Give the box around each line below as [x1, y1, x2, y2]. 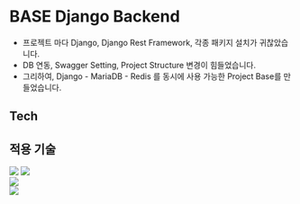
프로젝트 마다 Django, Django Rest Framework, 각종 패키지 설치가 [22, 37, 258, 48]
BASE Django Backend [9, 6, 180, 27]
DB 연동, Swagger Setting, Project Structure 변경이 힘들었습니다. [22, 59, 257, 70]
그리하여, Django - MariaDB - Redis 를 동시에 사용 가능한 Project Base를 [22, 70, 282, 82]
